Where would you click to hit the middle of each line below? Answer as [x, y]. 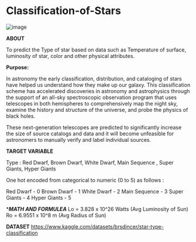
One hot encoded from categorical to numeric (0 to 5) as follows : [85, 180]
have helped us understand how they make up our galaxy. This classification [98, 85]
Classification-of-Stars [63, 11]
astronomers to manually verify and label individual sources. [79, 139]
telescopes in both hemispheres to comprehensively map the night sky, [92, 103]
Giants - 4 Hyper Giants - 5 [39, 197]
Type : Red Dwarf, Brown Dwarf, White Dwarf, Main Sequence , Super [90, 162]
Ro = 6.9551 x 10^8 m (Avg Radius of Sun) [56, 215]
